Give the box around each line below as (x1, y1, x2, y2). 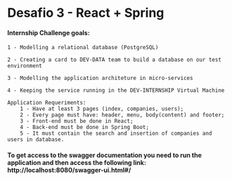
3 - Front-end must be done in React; (20, 118, 134, 125)
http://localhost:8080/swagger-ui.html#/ (7, 166, 131, 174)
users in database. (7, 136, 65, 143)
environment (7, 62, 42, 69)
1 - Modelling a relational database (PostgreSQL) (7, 44, 159, 51)
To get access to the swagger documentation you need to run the (7, 151, 202, 159)
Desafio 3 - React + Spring (7, 5, 165, 21)
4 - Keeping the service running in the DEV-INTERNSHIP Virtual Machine (7, 87, 225, 94)
